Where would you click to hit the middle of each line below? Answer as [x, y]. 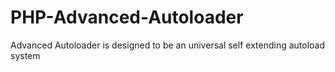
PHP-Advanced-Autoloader [127, 17]
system [25, 55]
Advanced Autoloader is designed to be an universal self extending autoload [168, 45]
